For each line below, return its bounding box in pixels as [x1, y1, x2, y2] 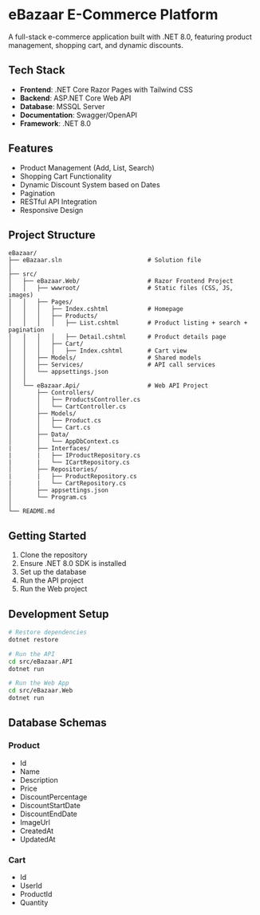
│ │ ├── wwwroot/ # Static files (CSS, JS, [8, 285, 234, 293]
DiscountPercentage [19, 791, 88, 802]
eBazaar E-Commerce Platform [8, 6, 219, 24]
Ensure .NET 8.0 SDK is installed [19, 559, 127, 568]
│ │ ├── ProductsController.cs [8, 396, 141, 404]
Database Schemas [8, 716, 108, 730]
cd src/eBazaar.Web [8, 687, 73, 695]
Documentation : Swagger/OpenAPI [19, 110, 138, 120]
